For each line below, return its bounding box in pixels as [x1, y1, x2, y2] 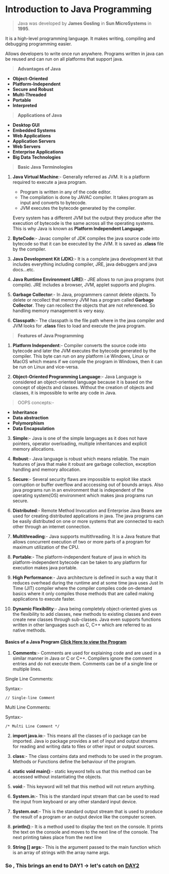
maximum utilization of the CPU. [12, 544, 80, 550]
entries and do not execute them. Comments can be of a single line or [12, 661, 158, 667]
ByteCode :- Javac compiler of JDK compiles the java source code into [12, 235, 160, 241]
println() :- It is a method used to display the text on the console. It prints [12, 823, 163, 830]
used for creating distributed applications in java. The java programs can [12, 513, 163, 519]
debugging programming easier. [5, 40, 72, 46]
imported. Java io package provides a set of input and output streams [12, 738, 158, 744]
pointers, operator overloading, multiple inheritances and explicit [12, 441, 147, 447]
